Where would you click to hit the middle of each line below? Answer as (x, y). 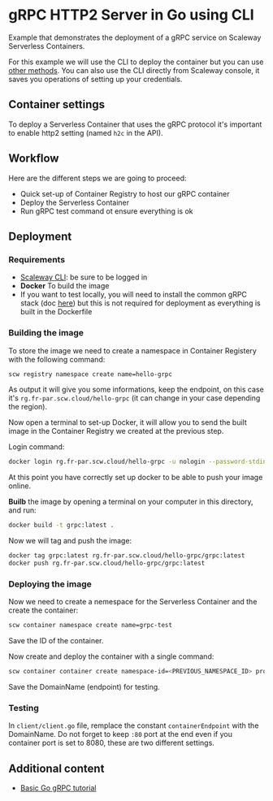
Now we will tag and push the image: (70, 541)
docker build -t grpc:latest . (61, 526)
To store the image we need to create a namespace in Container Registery (133, 350)
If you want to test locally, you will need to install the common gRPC (134, 295)
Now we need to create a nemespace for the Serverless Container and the (133, 602)
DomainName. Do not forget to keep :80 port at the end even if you (121, 734)
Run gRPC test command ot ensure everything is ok (106, 211)
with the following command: (57, 359)
